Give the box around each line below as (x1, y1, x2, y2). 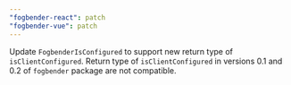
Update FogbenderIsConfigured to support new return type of (9, 46, 234, 56)
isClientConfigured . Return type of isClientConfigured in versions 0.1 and (9, 55, 283, 66)
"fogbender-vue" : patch (9, 21, 98, 30)
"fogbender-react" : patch (9, 13, 105, 22)
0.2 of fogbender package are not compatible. (9, 64, 177, 76)
